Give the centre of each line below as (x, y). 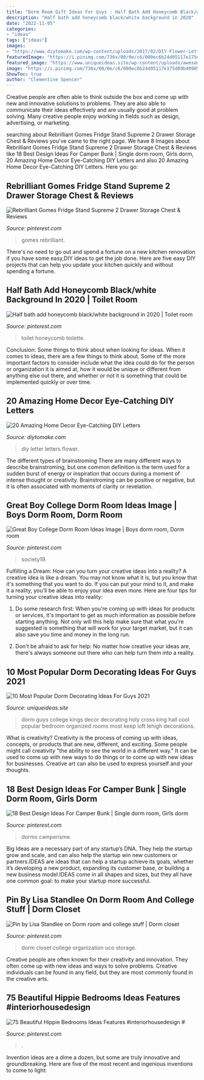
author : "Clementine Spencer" (45, 80)
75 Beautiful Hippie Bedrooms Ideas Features (93, 998)
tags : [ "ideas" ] (27, 40)
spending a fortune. (31, 271)
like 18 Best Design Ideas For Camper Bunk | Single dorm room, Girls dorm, (100, 154)
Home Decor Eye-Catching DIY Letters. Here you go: (72, 167)
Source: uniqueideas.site (37, 708)
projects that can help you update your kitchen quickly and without (90, 264)
